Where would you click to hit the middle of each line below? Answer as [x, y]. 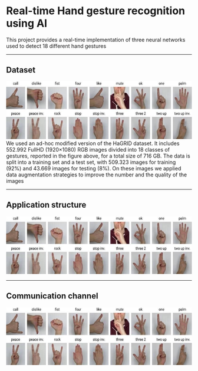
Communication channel [52, 296]
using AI [27, 23]
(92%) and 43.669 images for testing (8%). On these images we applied [94, 168]
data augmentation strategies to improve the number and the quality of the [97, 175]
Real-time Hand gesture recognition [96, 11]
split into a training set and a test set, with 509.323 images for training [91, 162]
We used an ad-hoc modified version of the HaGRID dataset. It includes [93, 143]
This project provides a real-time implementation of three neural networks [96, 40]
